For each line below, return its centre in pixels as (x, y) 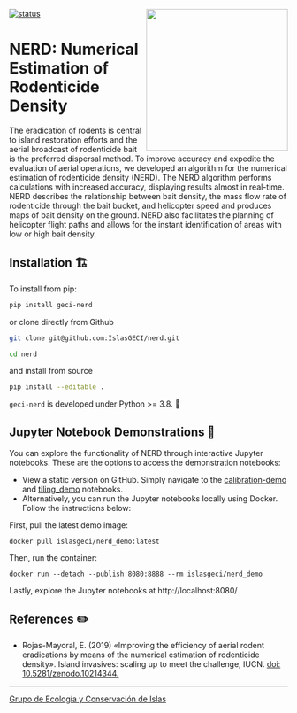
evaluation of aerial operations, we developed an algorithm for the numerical (148, 167)
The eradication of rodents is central (76, 130)
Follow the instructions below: (76, 508)
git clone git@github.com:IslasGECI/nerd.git (94, 338)
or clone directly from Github (62, 322)
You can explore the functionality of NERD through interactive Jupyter (136, 453)
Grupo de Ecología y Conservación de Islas (88, 699)
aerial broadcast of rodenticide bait (73, 149)
